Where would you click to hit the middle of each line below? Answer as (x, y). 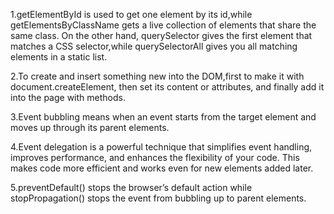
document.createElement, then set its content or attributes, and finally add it (167, 87)
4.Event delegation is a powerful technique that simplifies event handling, (161, 147)
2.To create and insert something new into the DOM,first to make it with (157, 76)
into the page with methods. (68, 97)
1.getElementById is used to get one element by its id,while (131, 14)
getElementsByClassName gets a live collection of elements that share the (163, 25)
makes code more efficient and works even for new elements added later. (162, 168)
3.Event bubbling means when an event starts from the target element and (163, 117)
